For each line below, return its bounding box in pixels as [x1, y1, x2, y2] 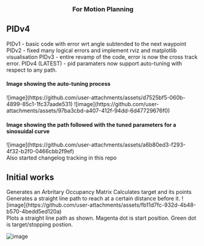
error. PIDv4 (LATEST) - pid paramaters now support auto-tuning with [6, 60, 183, 67]
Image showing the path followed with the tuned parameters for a [6, 121, 176, 128]
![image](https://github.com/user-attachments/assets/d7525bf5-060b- [6, 94, 186, 101]
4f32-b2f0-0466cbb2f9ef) [6, 148, 75, 155]
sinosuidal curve [6, 128, 50, 135]
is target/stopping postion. [6, 220, 74, 228]
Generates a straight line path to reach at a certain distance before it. [6, 194, 181, 202]
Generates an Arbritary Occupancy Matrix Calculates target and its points [6, 188, 192, 195]
